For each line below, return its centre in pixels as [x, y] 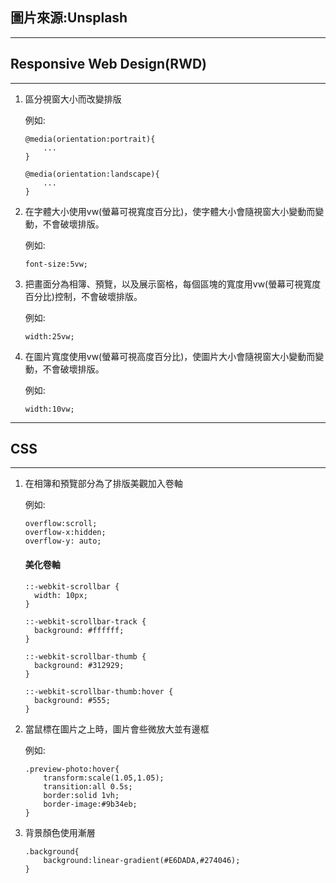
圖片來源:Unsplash [69, 18]
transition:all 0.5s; [88, 786]
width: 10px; [61, 595]
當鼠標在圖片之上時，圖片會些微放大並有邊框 [117, 729]
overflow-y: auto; [63, 541]
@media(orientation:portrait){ [90, 139]
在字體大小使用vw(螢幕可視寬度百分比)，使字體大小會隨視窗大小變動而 [170, 211]
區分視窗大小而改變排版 [73, 99]
